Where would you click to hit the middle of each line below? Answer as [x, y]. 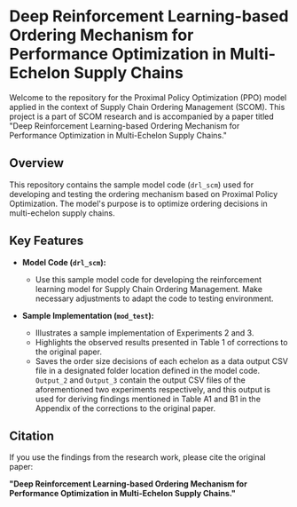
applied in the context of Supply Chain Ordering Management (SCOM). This [147, 107]
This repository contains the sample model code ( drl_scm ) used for [132, 185]
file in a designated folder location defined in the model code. [147, 370]
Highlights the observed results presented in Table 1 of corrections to [161, 342]
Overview [37, 163]
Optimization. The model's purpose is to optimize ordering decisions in [138, 203]
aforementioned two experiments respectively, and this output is [152, 389]
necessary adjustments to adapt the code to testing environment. [154, 298]
